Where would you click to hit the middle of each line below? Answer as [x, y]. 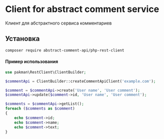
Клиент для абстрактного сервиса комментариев [58, 23]
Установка [23, 39]
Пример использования [32, 61]
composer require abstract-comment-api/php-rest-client [65, 50]
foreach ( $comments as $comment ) [40, 108]
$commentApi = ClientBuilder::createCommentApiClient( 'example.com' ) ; [80, 81]
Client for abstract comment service [82, 9]
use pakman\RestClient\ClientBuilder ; [46, 72]
